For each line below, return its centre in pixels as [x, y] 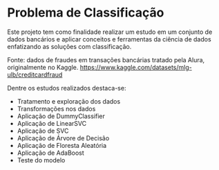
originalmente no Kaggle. [43, 67]
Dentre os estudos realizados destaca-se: [67, 88]
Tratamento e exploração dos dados [69, 101]
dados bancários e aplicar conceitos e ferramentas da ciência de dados [109, 39]
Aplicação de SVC [43, 131]
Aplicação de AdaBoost [50, 153]
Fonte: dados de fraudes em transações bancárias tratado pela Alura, [106, 59]
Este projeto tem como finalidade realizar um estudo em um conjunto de [110, 32]
